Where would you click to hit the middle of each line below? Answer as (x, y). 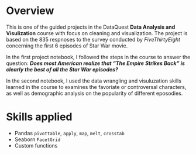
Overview (30, 11)
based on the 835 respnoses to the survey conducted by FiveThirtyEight (93, 39)
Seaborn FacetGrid (37, 139)
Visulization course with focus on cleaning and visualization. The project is (97, 33)
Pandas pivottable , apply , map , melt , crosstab (69, 133)
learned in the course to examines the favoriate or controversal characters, (96, 87)
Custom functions (36, 145)
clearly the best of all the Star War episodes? (62, 69)
